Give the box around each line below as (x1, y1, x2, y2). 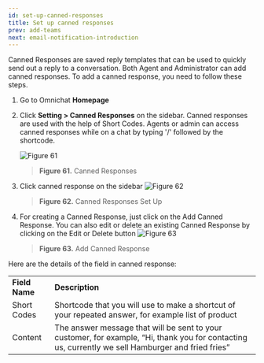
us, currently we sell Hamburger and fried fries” (54, 342, 230, 353)
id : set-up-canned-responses (8, 11, 104, 20)
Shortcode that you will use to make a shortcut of (54, 300, 236, 311)
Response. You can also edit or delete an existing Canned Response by (19, 220, 250, 230)
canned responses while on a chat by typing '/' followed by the (19, 128, 224, 137)
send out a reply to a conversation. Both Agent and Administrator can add (8, 64, 247, 73)
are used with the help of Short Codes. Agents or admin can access (19, 119, 240, 128)
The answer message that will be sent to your (54, 322, 222, 333)
